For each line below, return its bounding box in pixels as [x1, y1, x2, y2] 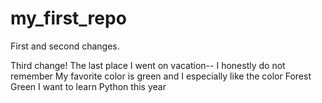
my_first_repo [10, 7, 127, 30]
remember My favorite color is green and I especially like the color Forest [10, 70, 312, 82]
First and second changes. [10, 40, 120, 52]
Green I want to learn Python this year [10, 80, 167, 92]
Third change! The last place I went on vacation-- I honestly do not [10, 59, 286, 71]
